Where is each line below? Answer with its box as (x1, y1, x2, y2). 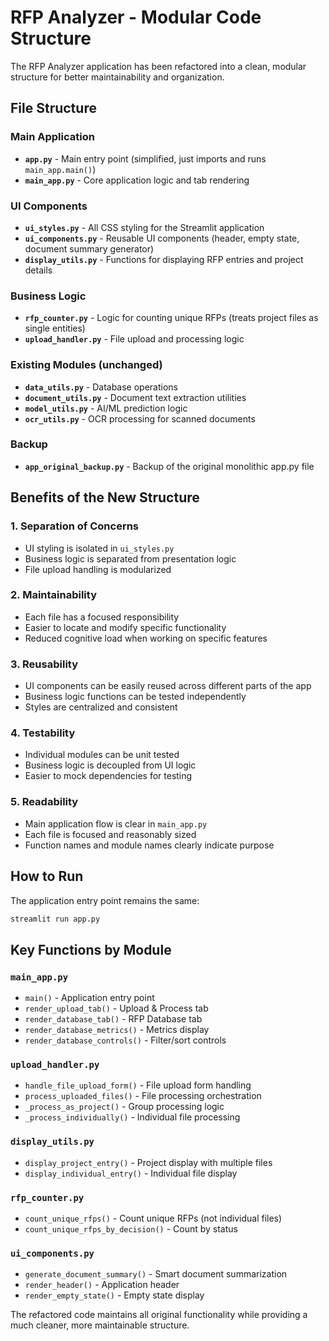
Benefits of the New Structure (10, 489, 200, 506)
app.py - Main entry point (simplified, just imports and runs (24, 152, 267, 165)
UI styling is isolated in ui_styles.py (24, 542, 175, 554)
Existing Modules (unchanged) (10, 358, 163, 372)
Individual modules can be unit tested (24, 749, 180, 761)
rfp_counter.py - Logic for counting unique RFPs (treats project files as (24, 312, 319, 324)
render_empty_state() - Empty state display (24, 1289, 205, 1301)
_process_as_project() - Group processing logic (24, 1101, 225, 1113)
